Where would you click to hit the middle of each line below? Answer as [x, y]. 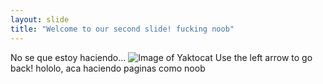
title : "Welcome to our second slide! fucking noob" [122, 29]
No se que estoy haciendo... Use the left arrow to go [161, 57]
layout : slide [40, 19]
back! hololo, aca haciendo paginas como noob [108, 68]
